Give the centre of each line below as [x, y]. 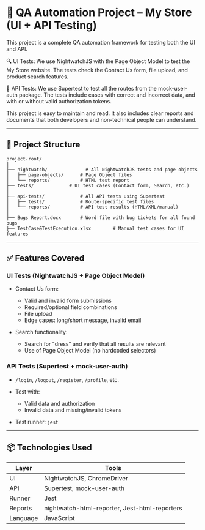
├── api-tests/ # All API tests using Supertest [86, 196]
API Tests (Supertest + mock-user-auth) [67, 367]
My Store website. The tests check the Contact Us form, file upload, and [97, 70]
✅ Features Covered [45, 259]
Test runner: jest [37, 422]
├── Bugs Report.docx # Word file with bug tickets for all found [101, 218]
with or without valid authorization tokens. [59, 101]
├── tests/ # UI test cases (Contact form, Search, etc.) [98, 185]
